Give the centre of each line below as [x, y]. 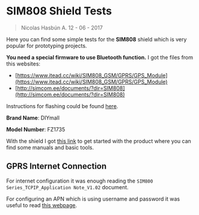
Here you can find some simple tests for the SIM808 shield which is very [96, 39]
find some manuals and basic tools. [50, 147]
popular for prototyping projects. [47, 46]
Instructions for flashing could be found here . [62, 106]
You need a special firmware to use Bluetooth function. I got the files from [100, 57]
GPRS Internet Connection [57, 166]
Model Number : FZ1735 [36, 129]
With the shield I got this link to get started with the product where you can [99, 141]
